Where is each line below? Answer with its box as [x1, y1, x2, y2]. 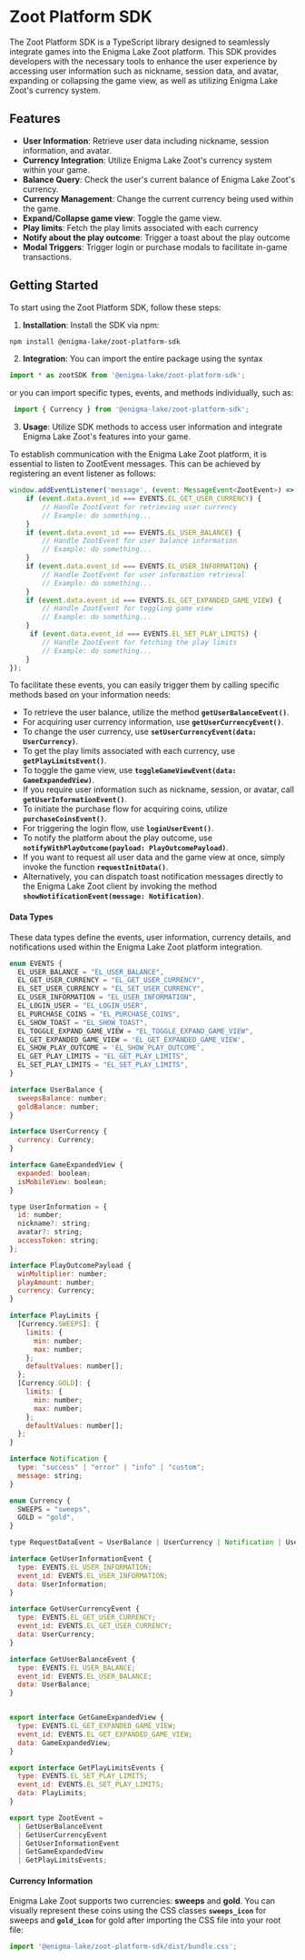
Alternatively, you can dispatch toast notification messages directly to [22, 871, 284, 882]
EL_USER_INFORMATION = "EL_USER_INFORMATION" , [17, 993, 197, 1002]
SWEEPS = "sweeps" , [17, 1504, 92, 1513]
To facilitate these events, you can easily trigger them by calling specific [9, 679, 280, 690]
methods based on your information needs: [9, 689, 171, 700]
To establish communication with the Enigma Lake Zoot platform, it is [9, 448, 268, 460]
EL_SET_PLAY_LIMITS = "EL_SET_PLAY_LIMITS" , [17, 1060, 189, 1070]
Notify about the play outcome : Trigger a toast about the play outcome [22, 232, 290, 243]
